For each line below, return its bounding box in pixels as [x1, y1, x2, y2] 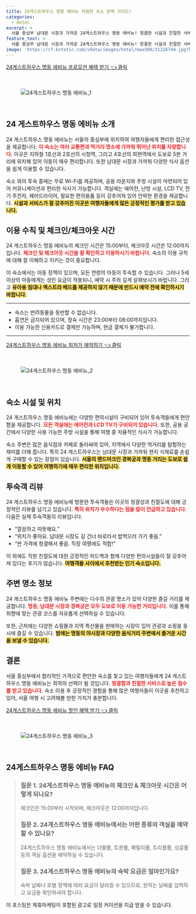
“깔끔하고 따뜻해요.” [14, 525, 60, 532]
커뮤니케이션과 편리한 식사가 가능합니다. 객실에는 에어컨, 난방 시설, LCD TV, [12, 185, 184, 192]
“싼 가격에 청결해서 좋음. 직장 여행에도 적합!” [14, 540, 116, 547]
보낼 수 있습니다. [12, 637, 50, 644]
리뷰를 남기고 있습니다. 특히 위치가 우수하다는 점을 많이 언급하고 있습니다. [21, 506, 187, 513]
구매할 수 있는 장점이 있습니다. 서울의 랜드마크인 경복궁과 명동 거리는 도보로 [12, 456, 183, 463]
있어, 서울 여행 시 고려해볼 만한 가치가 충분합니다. [6, 694, 118, 701]
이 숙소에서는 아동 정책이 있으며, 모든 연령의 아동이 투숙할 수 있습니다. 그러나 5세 [6, 269, 190, 276]
